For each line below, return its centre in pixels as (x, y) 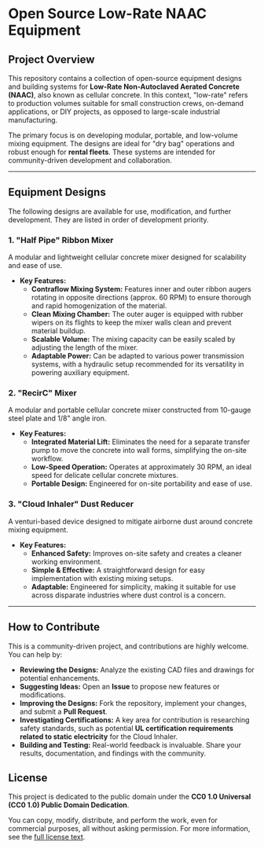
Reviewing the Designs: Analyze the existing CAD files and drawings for (137, 670)
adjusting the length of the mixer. (85, 347)
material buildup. (59, 331)
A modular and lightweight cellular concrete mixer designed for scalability (127, 257)
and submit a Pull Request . (63, 711)
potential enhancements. (60, 678)
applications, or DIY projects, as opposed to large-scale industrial (114, 112)
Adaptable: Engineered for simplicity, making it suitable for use (134, 586)
